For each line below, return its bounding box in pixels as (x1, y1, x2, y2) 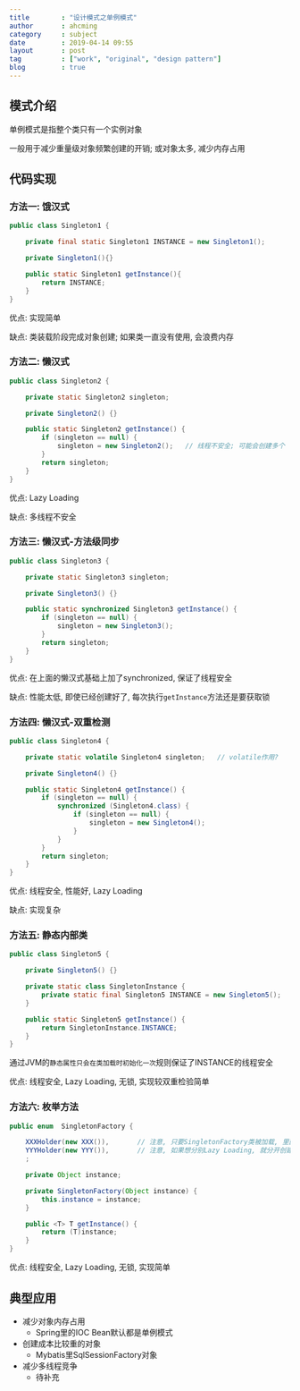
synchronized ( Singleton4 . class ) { (56, 802, 190, 810)
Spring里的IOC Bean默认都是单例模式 (35, 1327, 174, 1337)
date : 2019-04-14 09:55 (9, 38, 134, 47)
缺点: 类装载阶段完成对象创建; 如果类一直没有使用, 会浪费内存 (9, 331, 235, 342)
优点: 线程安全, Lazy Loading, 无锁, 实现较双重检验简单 (9, 1076, 210, 1087)
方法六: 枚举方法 (9, 1101, 79, 1114)
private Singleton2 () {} (25, 409, 118, 418)
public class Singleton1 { (9, 221, 110, 231)
